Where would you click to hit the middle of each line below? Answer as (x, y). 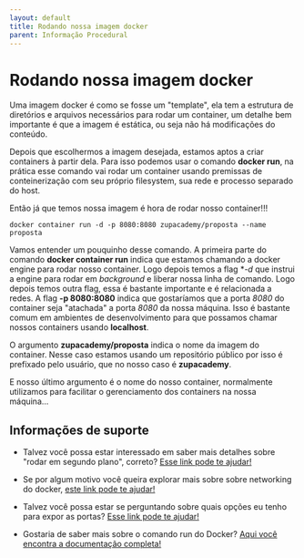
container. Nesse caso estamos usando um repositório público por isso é (147, 355)
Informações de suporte (79, 430)
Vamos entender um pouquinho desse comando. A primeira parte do (138, 250)
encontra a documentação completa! (92, 544)
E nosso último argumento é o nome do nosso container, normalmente (141, 382)
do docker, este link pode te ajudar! (89, 490)
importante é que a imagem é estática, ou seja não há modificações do (142, 125)
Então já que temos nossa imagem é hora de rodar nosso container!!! (139, 208)
